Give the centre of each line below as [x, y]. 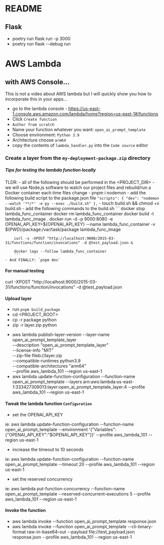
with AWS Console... [37, 82]
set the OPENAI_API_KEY [37, 414]
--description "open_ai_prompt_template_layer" [60, 345]
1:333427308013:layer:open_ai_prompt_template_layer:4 [69, 387]
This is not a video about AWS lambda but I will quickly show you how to [78, 94]
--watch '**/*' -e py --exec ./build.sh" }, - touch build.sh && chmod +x [82, 203]
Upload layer [18, 298]
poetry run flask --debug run [41, 44]
